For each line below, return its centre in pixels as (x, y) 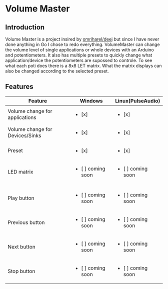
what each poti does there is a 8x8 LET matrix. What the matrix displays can (83, 66)
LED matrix (20, 171)
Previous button (26, 222)
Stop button (21, 271)
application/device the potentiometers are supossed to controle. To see (79, 60)
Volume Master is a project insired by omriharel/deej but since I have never (82, 39)
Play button (21, 198)
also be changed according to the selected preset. (57, 71)
